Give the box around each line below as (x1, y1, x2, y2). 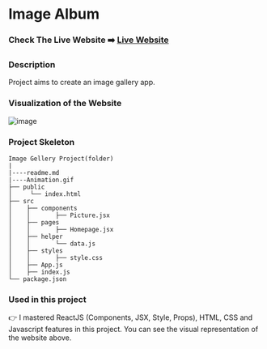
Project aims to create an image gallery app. (8, 78, 155, 87)
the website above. (8, 333, 72, 343)
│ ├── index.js (8, 268, 70, 276)
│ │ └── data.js (8, 240, 95, 248)
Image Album (8, 5, 100, 23)
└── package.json (8, 275, 67, 283)
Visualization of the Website (8, 98, 122, 109)
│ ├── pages (8, 219, 60, 227)
